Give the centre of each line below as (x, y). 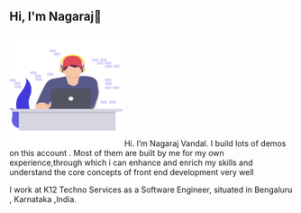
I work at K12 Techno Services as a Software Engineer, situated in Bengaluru (151, 190)
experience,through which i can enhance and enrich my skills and (132, 162)
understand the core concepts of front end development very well (132, 171)
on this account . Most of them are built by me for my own (117, 153)
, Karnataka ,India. (43, 199)
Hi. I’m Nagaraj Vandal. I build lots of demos (205, 143)
